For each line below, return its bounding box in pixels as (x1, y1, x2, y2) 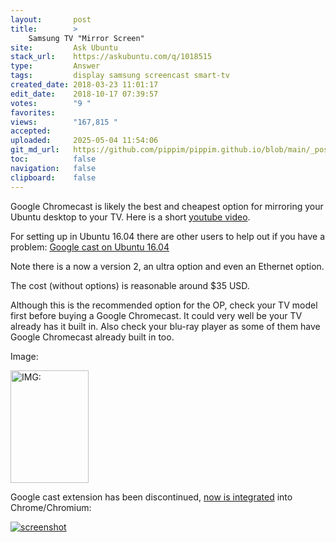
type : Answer (10, 61, 101, 71)
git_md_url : (10, 145, 60, 155)
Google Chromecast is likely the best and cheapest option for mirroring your (10, 200, 324, 212)
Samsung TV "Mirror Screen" (28, 33, 145, 43)
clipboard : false (10, 172, 97, 183)
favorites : (10, 107, 56, 118)
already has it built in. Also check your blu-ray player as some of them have (10, 320, 321, 332)
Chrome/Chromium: (10, 501, 92, 513)
